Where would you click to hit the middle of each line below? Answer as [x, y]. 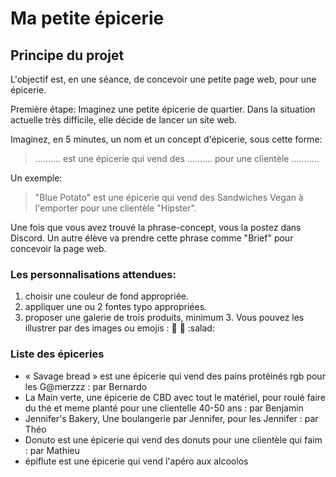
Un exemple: [36, 178]
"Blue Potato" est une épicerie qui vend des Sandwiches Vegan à [169, 197]
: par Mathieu [52, 450]
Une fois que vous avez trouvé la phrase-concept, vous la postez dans [156, 227]
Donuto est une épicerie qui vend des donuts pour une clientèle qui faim [173, 439]
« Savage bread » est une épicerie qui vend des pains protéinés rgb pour [175, 376]
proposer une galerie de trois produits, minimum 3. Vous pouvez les [164, 318]
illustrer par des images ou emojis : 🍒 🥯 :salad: [119, 328]
